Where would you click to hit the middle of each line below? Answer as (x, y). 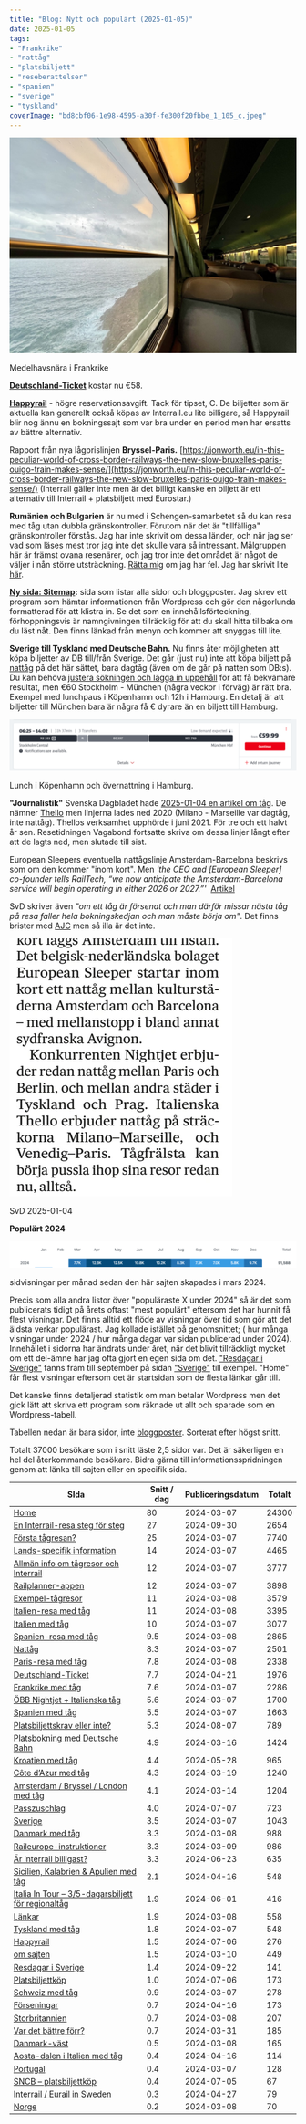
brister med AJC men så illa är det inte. (82, 926)
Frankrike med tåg (47, 1687)
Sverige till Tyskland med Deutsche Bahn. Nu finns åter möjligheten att (144, 649)
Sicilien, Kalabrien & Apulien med (75, 1872)
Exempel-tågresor (48, 1598)
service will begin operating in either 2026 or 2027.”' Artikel (122, 889)
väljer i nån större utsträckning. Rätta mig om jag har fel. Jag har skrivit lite (149, 565)
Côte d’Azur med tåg (51, 1773)
